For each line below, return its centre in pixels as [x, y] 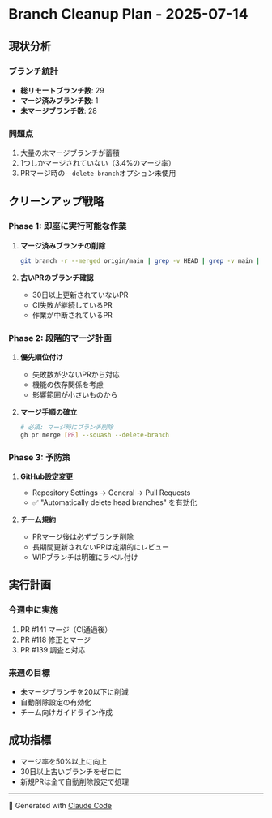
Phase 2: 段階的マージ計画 [60, 338]
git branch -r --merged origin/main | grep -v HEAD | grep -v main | [140, 260]
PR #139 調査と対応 [53, 649]
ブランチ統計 [34, 71]
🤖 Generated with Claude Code [60, 805]
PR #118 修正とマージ [55, 639]
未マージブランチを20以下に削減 [74, 692]
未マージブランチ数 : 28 [58, 110]
